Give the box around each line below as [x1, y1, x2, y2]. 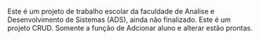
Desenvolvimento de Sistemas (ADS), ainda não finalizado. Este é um [7, 15, 231, 24]
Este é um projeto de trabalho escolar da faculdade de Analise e [7, 7, 215, 16]
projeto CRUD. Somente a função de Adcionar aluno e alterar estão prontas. [7, 24, 253, 32]
